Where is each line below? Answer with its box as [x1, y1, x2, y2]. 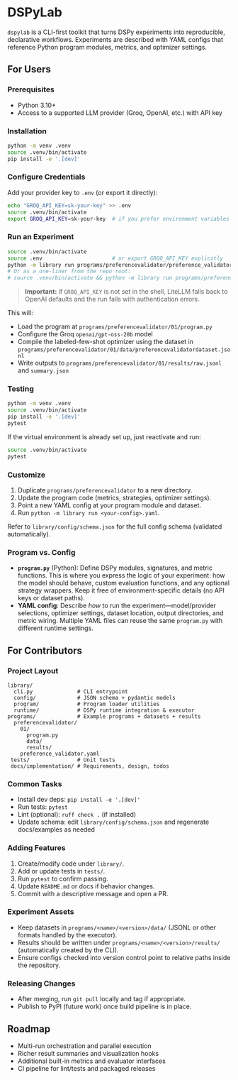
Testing [7, 384, 34, 394]
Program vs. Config [7, 547, 76, 557]
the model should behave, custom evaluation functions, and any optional [17, 579, 230, 588]
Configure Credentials [7, 172, 86, 182]
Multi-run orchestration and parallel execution [17, 1041, 152, 1050]
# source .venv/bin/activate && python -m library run [7, 275, 173, 282]
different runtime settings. [17, 624, 93, 632]
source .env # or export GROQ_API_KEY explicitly [7, 255, 223, 262]
